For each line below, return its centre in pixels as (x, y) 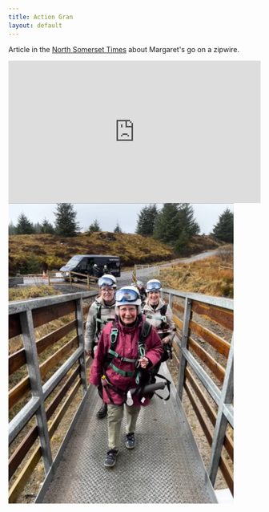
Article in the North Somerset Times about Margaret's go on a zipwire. (124, 49)
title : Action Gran (41, 17)
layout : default (35, 25)
